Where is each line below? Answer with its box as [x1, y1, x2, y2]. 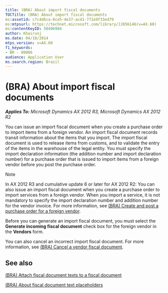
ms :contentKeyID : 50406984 [5, 26, 62, 31]
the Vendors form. [5, 229, 44, 235]
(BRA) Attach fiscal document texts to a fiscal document [5, 272, 122, 278]
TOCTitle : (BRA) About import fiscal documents [5, 12, 107, 17]
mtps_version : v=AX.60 [5, 41, 53, 46]
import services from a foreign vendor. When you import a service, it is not [5, 192, 160, 198]
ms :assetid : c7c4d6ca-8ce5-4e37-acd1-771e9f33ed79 [5, 17, 114, 22]
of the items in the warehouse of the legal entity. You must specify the [5, 145, 151, 152]
